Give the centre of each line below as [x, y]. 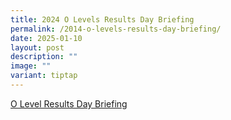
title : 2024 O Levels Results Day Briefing [102, 19]
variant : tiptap [44, 76]
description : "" [44, 57]
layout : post [37, 47]
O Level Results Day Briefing [69, 103]
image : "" [31, 66]
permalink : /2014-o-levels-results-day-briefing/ [116, 29]
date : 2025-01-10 [46, 38]
